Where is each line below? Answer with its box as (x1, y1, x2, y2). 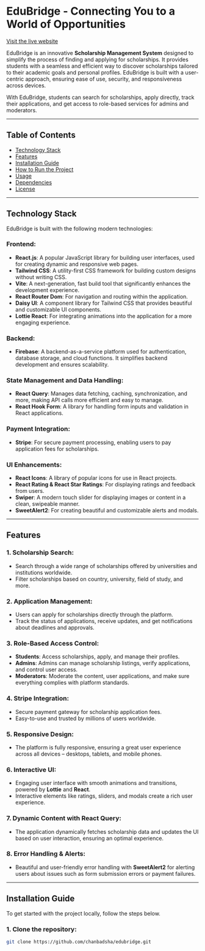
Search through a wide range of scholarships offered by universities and (15, 562, 197, 569)
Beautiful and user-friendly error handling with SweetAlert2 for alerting (15, 863, 195, 871)
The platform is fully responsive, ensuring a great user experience (15, 743, 181, 751)
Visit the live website (6, 37, 59, 45)
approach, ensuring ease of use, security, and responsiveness (25, 75, 182, 82)
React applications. (15, 409, 64, 417)
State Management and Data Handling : (6, 376, 124, 385)
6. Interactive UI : (6, 765, 57, 774)
